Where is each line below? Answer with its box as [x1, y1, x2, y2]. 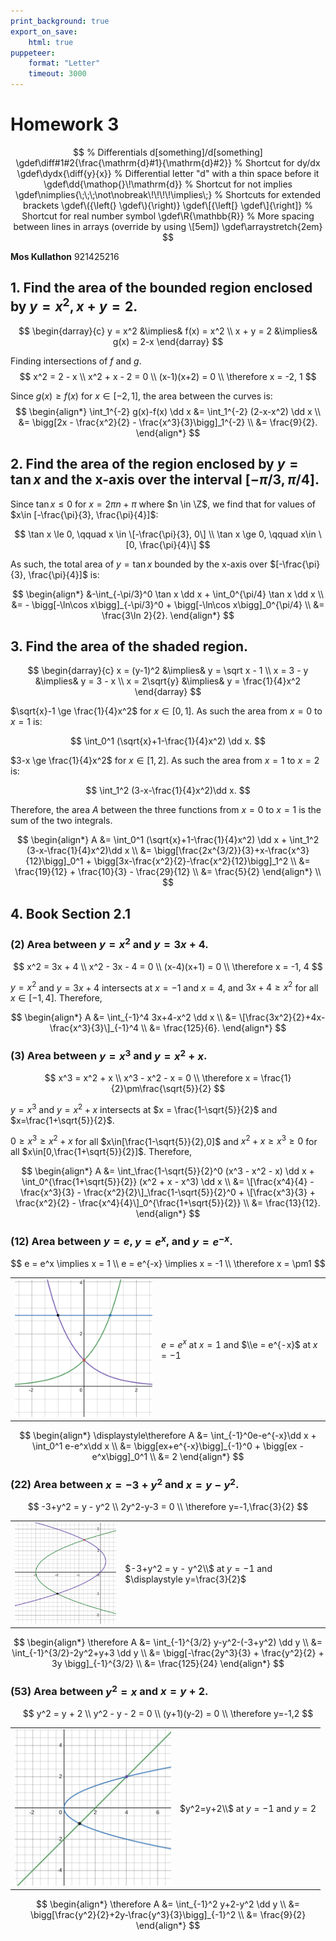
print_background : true [10, 16, 110, 26]
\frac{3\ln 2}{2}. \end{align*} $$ [101, 609, 235, 621]
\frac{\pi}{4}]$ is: [28, 568, 100, 580]
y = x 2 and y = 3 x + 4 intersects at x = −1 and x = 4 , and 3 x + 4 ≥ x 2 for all [10, 980, 319, 994]
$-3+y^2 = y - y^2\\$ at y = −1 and [124, 1563, 273, 1575]
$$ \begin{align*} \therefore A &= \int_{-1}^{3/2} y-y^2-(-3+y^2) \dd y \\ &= [13, 1636, 323, 1649]
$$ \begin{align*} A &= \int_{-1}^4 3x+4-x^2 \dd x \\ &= [10, 1011, 237, 1024]
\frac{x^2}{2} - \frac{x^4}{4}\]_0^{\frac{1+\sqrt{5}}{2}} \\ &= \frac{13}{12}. [15, 1197, 321, 1209]
